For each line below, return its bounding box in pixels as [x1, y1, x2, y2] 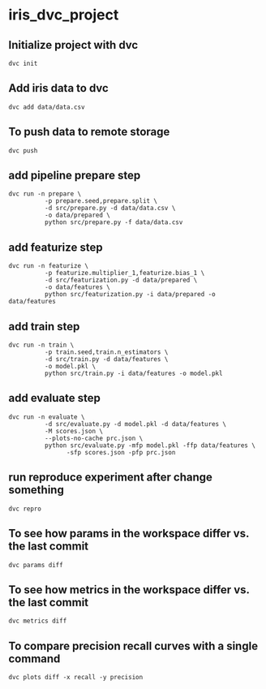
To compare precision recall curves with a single [8, 639, 258, 652]
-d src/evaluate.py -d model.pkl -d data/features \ [44, 420, 227, 428]
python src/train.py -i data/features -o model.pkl [44, 369, 223, 378]
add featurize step [8, 240, 103, 254]
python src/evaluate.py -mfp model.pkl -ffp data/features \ [44, 441, 255, 450]
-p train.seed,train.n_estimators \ [44, 348, 169, 356]
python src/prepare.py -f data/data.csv [44, 218, 183, 226]
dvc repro [8, 505, 42, 513]
